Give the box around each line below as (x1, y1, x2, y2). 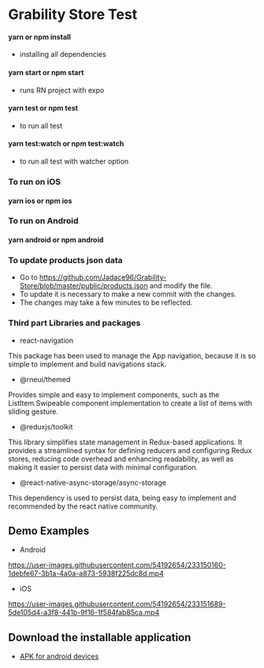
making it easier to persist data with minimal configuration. (8, 462, 199, 471)
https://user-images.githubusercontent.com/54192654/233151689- (8, 599, 226, 609)
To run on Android (8, 216, 79, 227)
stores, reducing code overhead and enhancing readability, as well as (8, 454, 234, 463)
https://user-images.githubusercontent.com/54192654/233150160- (8, 561, 226, 570)
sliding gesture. (8, 407, 59, 416)
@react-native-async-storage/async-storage (19, 478, 167, 487)
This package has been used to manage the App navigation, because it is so (8, 351, 256, 360)
